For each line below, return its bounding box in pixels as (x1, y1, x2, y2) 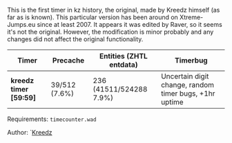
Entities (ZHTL (99, 52, 148, 60)
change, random (161, 80, 215, 89)
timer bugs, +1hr (161, 89, 215, 98)
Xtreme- (179, 13, 204, 21)
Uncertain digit (161, 71, 209, 81)
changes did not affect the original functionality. (7, 35, 144, 43)
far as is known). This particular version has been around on (7, 13, 178, 21)
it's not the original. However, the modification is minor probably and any (7, 27, 214, 36)
